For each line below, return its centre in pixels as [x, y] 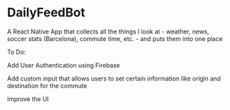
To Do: [16, 52]
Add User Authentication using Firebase [64, 65]
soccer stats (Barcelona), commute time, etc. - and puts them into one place [115, 38]
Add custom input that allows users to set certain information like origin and [114, 78]
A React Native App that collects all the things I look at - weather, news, [108, 31]
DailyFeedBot [46, 13]
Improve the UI [28, 99]
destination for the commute [47, 85]
